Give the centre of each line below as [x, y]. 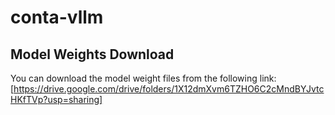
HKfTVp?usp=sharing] [56, 99]
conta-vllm [57, 17]
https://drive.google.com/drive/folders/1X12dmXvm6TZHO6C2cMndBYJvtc [169, 89]
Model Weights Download [92, 54]
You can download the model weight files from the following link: [143, 78]
